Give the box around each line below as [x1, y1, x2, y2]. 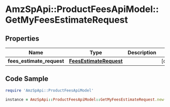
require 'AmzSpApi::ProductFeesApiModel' [5, 88, 94, 93]
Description [127, 49, 157, 56]
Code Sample [5, 74, 49, 83]
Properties [5, 34, 39, 43]
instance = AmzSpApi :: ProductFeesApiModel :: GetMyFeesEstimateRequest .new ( [5, 97, 166, 102]
